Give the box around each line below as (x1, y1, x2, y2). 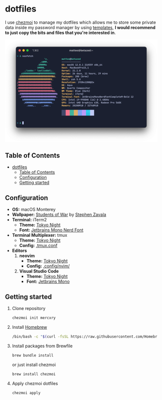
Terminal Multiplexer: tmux (12, 232, 68, 238)
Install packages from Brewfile (12, 343, 73, 349)
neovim (19, 253, 35, 259)
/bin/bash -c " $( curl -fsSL (12, 334, 69, 339)
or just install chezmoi (12, 362, 56, 368)
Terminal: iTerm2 (12, 217, 47, 223)
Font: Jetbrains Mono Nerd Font (19, 227, 84, 233)
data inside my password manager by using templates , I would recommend (5, 24, 156, 30)
